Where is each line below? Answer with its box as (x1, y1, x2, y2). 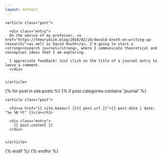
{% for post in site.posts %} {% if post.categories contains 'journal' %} (5, 88, 146, 94)
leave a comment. (5, 62, 40, 68)
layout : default (5, 7, 38, 12)
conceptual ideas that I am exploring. (5, 50, 86, 55)
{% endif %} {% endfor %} (5, 148, 59, 154)
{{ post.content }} (14, 123, 53, 128)
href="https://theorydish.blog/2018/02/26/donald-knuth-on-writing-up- (5, 37, 153, 42)
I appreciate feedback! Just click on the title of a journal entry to (9, 58, 158, 63)
